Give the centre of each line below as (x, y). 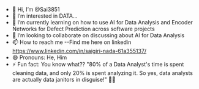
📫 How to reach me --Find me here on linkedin (72, 42)
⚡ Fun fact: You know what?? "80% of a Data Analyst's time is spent (98, 64)
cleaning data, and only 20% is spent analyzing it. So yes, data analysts (103, 73)
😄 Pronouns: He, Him (39, 57)
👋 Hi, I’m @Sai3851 (36, 9)
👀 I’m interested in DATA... (45, 16)
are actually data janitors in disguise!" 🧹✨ (64, 80)
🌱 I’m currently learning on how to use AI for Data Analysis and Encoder (102, 22)
